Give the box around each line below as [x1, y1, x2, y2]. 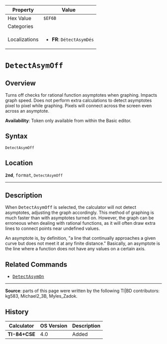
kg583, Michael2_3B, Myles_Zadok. [5, 293, 78, 299]
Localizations [7, 36, 39, 43]
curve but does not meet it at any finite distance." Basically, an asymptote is [5, 240, 161, 246]
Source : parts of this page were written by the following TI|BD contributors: [5, 288, 160, 294]
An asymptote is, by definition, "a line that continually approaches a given [5, 235, 156, 241]
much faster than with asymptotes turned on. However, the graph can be [5, 215, 154, 221]
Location [5, 159, 33, 168]
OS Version [40, 323, 68, 330]
